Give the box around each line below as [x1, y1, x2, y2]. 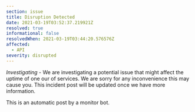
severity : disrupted [6, 52, 57, 58]
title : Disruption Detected [6, 14, 75, 20]
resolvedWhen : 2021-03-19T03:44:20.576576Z [6, 36, 115, 42]
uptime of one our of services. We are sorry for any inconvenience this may [6, 75, 190, 82]
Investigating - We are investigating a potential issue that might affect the [6, 68, 184, 75]
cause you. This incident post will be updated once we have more [6, 81, 166, 88]
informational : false [6, 31, 60, 37]
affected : [6, 42, 31, 48]
